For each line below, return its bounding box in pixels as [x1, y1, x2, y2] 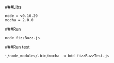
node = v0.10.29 [5, 14, 38, 18]
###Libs [5, 4, 22, 10]
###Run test [5, 44, 30, 50]
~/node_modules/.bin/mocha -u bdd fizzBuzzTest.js [5, 53, 110, 58]
